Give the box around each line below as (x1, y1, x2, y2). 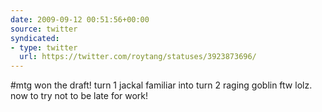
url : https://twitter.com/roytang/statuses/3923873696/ (19, 52, 257, 62)
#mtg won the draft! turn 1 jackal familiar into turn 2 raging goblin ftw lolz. (10, 79, 313, 91)
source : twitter (10, 24, 78, 34)
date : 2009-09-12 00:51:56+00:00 (10, 14, 150, 25)
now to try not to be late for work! (10, 90, 149, 102)
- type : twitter (10, 42, 78, 53)
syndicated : (10, 33, 60, 43)
